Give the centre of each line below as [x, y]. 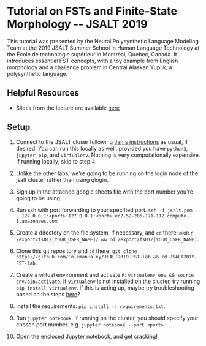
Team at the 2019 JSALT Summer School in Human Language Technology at [103, 48]
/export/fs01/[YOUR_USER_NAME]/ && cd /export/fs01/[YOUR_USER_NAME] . [107, 239]
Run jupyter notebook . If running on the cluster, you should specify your [107, 318]
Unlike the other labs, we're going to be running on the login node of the [107, 173]
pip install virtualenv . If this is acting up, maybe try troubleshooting [105, 288]
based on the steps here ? [48, 294]
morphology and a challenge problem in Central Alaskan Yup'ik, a [90, 67]
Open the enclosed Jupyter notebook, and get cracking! [87, 336]
